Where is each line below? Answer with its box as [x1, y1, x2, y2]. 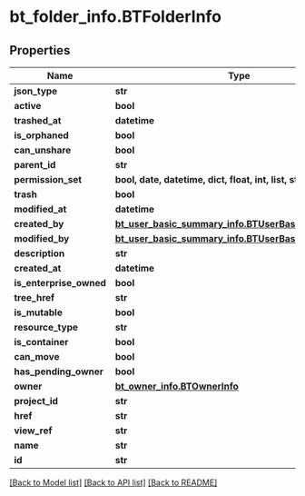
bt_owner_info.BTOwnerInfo [114, 380, 239, 392]
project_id [14, 395, 59, 407]
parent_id [14, 159, 56, 171]
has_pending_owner [14, 365, 104, 378]
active [14, 100, 42, 112]
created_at [14, 262, 62, 274]
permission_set [14, 174, 83, 185]
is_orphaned [14, 129, 70, 142]
